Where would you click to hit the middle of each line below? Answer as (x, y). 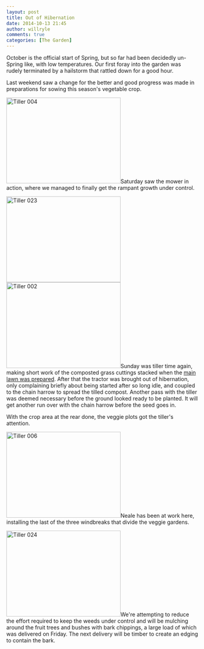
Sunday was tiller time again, (157, 366)
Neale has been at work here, (158, 516)
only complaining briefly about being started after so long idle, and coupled (101, 386)
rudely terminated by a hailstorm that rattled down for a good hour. (90, 71)
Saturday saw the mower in (155, 181)
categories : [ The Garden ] (39, 40)
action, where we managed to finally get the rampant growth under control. (100, 188)
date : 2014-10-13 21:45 (37, 23)
